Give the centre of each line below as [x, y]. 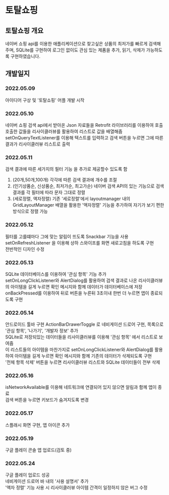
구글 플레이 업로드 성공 [27, 475]
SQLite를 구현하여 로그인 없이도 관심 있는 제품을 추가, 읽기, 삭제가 [80, 50]
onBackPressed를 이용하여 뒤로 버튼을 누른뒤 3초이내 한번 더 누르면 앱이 [77, 293]
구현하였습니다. [25, 56]
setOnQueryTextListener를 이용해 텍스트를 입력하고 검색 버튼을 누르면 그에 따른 [84, 137]
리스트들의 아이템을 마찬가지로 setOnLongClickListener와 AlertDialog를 [82, 350]
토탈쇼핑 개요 [24, 31]
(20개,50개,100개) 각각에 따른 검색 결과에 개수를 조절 [65, 180]
